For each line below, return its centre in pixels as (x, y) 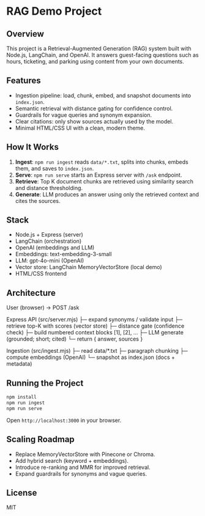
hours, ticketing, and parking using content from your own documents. (95, 61)
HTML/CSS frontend (41, 274)
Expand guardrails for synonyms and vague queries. (81, 474)
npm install (21, 397)
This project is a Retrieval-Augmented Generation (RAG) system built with (99, 48)
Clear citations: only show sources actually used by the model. (94, 121)
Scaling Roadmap (40, 439)
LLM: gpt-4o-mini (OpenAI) (50, 260)
